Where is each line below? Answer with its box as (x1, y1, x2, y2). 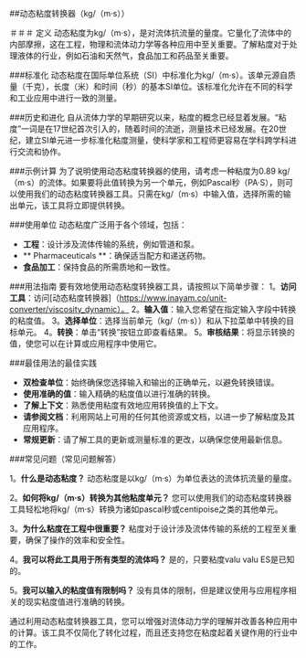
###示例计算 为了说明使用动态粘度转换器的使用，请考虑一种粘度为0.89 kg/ (9, 165, 290, 176)
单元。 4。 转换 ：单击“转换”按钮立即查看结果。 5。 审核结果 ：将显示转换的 (16, 327, 295, 337)
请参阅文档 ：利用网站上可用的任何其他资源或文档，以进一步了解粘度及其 (22, 411, 295, 422)
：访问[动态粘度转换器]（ (26, 292, 121, 303)
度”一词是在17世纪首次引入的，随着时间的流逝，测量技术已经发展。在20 (9, 123, 280, 134)
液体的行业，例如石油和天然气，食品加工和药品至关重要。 (16, 50, 234, 61)
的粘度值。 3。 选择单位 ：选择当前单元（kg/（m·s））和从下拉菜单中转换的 (9, 315, 287, 326)
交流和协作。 (16, 146, 66, 157)
